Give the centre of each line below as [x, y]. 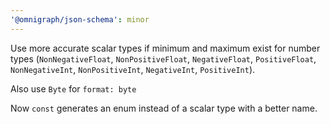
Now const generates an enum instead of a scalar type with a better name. [164, 108]
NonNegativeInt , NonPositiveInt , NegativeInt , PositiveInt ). [133, 69]
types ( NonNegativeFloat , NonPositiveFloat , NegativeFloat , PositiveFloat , [163, 58]
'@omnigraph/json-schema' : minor [80, 19]
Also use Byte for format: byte [73, 88]
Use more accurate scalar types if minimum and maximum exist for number [165, 48]
